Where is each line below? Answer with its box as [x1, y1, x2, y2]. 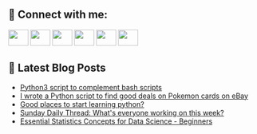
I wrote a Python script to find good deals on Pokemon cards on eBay [19, 91, 249, 100]
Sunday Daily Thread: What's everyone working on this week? [19, 108, 225, 117]
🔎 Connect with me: [8, 8, 108, 22]
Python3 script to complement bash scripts [19, 82, 162, 92]
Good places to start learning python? [19, 99, 145, 108]
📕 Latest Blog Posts [8, 61, 106, 75]
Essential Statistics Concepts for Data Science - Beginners [19, 116, 213, 126]
